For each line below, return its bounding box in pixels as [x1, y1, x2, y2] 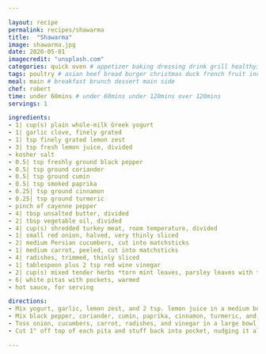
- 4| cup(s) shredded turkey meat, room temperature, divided [8, 224, 218, 232]
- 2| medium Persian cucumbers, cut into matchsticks [8, 239, 190, 247]
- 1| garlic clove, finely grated [8, 128, 123, 137]
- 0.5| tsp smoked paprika [8, 180, 97, 188]
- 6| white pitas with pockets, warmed [8, 276, 140, 284]
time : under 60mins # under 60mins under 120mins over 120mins [8, 92, 222, 100]
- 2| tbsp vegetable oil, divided [8, 217, 123, 225]
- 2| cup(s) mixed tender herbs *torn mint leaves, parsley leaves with [8, 268, 253, 276]
